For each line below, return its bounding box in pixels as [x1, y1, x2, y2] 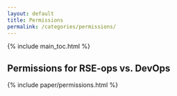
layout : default [7, 10, 54, 17]
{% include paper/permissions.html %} [7, 81, 119, 89]
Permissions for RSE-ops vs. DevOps [7, 62, 171, 74]
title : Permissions [7, 17, 64, 24]
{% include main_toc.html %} [7, 42, 90, 51]
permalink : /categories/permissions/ [7, 23, 117, 30]
